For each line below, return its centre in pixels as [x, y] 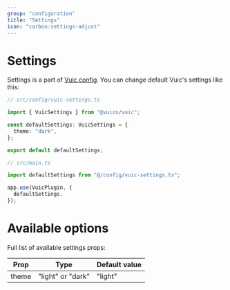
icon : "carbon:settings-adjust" [54, 26]
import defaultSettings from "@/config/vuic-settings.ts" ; [94, 175]
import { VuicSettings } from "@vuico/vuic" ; [74, 112]
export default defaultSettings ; [55, 150]
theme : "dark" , [35, 131]
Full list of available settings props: [56, 247]
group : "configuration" [41, 13]
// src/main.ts [29, 163]
